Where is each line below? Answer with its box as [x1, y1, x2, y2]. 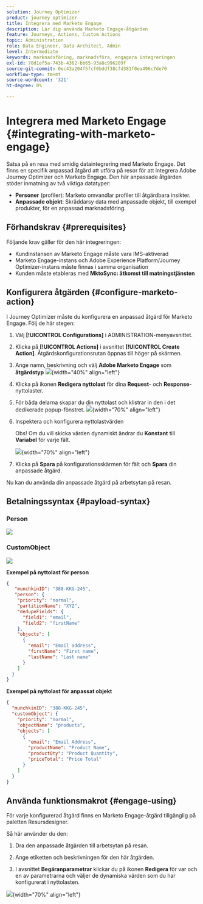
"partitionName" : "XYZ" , [17, 603, 80, 610]
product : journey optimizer [6, 15, 78, 21]
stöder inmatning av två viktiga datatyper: [6, 179, 111, 187]
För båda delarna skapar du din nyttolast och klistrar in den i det [15, 399, 176, 406]
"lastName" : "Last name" [28, 653, 91, 660]
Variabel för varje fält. [15, 436, 71, 443]
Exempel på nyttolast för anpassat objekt [6, 688, 112, 695]
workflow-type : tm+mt [6, 71, 61, 77]
